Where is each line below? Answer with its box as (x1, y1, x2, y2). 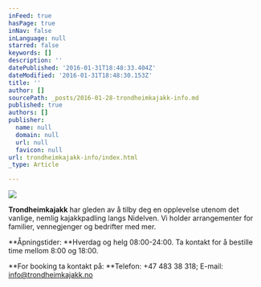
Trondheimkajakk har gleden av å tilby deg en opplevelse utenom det (8, 205, 239, 215)
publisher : (8, 116, 45, 124)
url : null (15, 138, 48, 147)
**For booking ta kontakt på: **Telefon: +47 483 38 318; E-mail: (8, 261, 223, 271)
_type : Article (8, 161, 59, 169)
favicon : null (15, 146, 63, 154)
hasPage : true (8, 19, 56, 27)
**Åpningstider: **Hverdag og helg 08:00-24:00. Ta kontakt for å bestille (8, 237, 253, 247)
